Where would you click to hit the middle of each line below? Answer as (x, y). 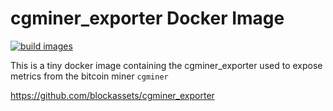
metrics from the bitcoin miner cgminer (89, 76)
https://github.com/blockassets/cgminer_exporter (112, 95)
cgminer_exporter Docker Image (147, 18)
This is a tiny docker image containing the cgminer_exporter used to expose (166, 65)
